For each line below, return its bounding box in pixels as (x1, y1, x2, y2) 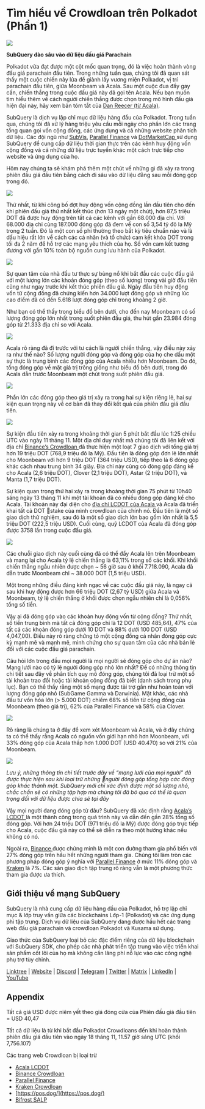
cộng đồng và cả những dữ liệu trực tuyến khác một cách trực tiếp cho (6, 146, 184, 153)
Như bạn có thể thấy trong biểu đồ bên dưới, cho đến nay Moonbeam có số (6, 308, 196, 315)
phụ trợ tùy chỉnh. (6, 956, 51, 963)
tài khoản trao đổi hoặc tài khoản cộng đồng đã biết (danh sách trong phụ (6, 676, 192, 684)
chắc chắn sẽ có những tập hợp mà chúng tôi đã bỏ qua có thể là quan (6, 788, 187, 796)
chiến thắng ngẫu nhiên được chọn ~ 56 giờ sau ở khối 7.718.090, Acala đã (6, 562, 193, 570)
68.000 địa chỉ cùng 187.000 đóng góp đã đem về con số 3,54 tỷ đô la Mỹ (6, 221, 192, 228)
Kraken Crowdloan (15, 1083, 62, 1090)
